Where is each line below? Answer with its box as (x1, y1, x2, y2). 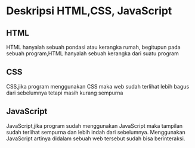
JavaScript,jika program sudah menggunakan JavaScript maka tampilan (6, 122, 183, 129)
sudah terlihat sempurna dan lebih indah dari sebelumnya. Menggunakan (6, 128, 186, 136)
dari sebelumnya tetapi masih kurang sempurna (6, 89, 123, 96)
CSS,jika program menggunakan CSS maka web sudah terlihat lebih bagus (6, 83, 190, 90)
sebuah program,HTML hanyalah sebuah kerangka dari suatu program (6, 50, 179, 57)
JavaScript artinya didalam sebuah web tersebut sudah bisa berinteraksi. (6, 135, 185, 142)
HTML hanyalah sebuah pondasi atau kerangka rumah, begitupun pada (6, 43, 181, 51)
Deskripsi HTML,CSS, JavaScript (6, 4, 172, 18)
